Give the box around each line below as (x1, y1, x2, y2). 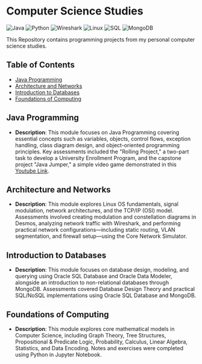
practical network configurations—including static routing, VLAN (14, 226, 176, 234)
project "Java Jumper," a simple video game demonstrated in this (14, 161, 177, 168)
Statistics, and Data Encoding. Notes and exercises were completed (14, 345, 184, 351)
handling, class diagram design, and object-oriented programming (14, 141, 180, 148)
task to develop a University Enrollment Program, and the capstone (14, 154, 182, 161)
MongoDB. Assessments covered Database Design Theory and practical (14, 286, 195, 293)
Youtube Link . (14, 167, 49, 174)
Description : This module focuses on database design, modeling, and (14, 266, 189, 273)
